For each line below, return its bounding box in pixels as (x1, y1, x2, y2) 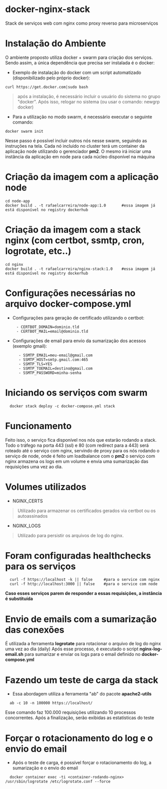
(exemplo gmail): (12, 343, 47, 349)
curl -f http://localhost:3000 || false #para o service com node (9, 581, 157, 586)
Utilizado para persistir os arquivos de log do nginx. (17, 532, 124, 538)
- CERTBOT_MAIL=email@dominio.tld (16, 329, 88, 334)
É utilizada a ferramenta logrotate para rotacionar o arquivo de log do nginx (5, 641, 161, 647)
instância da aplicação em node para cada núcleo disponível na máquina (5, 153, 155, 159)
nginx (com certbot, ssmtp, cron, (5, 235, 145, 246)
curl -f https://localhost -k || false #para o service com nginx (9, 577, 160, 582)
